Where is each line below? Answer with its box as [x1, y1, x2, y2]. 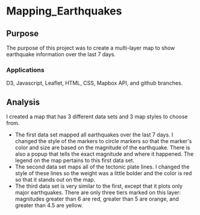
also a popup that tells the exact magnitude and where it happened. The [14, 150, 194, 158]
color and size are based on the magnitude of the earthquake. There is [14, 144, 190, 152]
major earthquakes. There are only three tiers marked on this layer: [14, 189, 181, 196]
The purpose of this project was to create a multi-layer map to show [6, 44, 175, 51]
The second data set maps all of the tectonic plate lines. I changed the [14, 163, 190, 170]
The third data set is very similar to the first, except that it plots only [14, 182, 183, 190]
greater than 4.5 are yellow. [14, 202, 83, 209]
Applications [6, 65, 45, 74]
